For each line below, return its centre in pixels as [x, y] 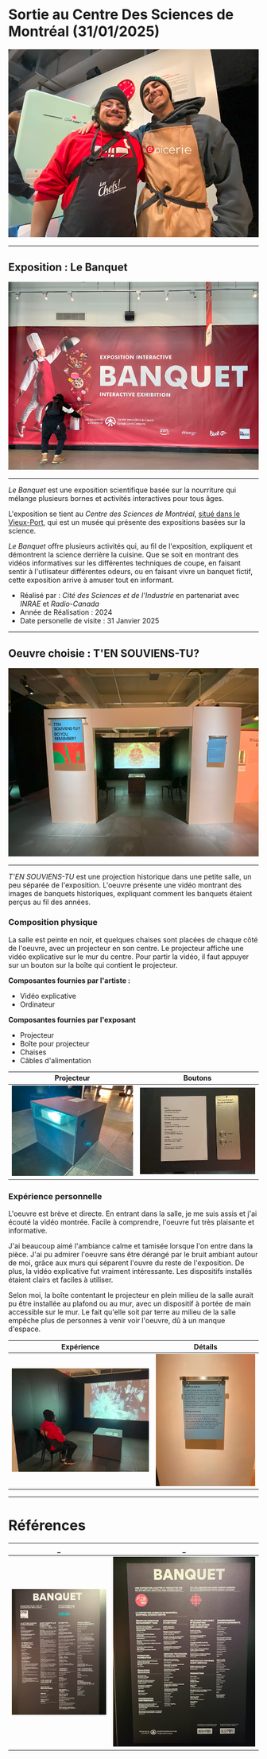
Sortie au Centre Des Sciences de [121, 15]
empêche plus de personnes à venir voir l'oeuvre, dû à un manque [117, 1321]
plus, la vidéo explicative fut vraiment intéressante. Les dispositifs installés [130, 1272]
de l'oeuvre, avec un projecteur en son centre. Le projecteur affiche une [126, 948]
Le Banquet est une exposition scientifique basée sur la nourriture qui [122, 490]
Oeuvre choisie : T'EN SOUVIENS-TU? [104, 653]
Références [47, 1525]
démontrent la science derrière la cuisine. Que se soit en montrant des [124, 555]
